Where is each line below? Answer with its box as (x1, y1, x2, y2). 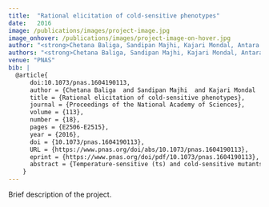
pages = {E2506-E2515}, (29, 123, 110, 131)
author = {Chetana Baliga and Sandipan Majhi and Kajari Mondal (29, 86, 256, 94)
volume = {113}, (29, 109, 84, 117)
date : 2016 (8, 19, 52, 27)
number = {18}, (29, 116, 81, 124)
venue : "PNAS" (8, 57, 56, 65)
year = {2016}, (29, 130, 81, 138)
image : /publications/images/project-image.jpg (8, 26, 171, 34)
